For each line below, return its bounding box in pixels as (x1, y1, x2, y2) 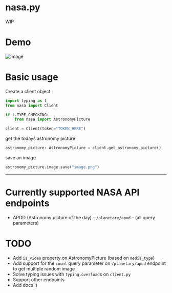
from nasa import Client (5, 103, 58, 108)
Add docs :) (12, 282, 37, 288)
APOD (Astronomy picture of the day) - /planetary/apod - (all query (12, 214, 155, 220)
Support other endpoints (12, 276, 65, 283)
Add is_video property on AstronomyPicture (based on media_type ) (12, 255, 155, 261)
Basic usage (5, 71, 58, 83)
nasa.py (5, 2, 40, 13)
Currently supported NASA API (5, 186, 140, 198)
